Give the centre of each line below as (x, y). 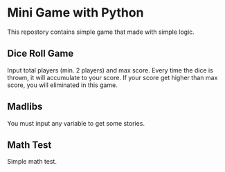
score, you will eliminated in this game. (62, 85)
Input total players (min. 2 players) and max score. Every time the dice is (110, 70)
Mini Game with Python (75, 13)
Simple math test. (32, 162)
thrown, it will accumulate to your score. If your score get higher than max (112, 77)
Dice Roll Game (40, 54)
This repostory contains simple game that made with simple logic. (101, 32)
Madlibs (25, 107)
